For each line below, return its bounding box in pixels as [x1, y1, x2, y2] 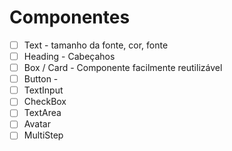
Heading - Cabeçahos [23, 51, 116, 62]
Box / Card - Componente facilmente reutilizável [23, 62, 223, 74]
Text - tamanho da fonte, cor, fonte [23, 39, 169, 51]
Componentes [9, 6, 131, 29]
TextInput [23, 84, 64, 96]
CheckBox [23, 96, 67, 108]
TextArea [23, 107, 62, 119]
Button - [23, 73, 59, 85]
